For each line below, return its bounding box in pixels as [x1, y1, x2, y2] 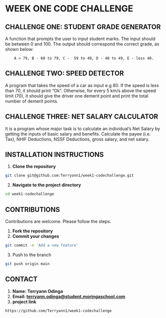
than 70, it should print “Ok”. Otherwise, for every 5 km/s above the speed [5, 88, 156, 93]
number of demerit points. [5, 98, 58, 104]
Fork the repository [12, 228, 53, 234]
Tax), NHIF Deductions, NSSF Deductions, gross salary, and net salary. [5, 136, 150, 142]
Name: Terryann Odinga [12, 288, 63, 294]
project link [12, 299, 36, 305]
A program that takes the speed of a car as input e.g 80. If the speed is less [5, 82, 160, 88]
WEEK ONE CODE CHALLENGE [5, 3, 134, 14]
